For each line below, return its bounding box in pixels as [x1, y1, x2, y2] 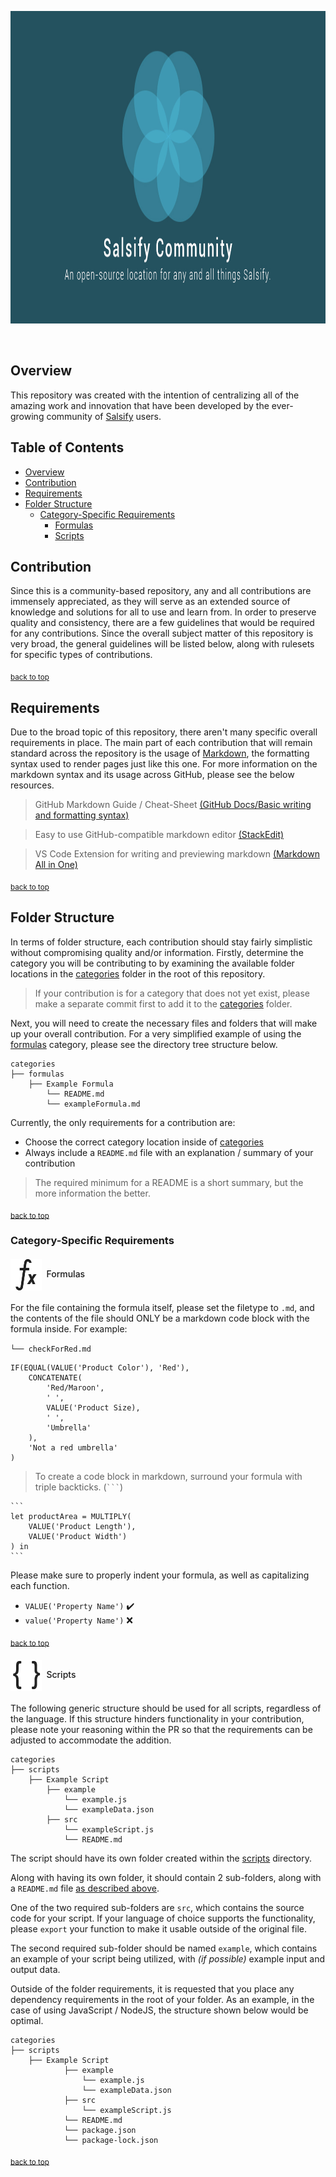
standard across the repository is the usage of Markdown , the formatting [10, 747, 310, 760]
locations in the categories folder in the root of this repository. [10, 967, 266, 980]
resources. [10, 779, 55, 791]
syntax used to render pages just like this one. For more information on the [10, 758, 318, 770]
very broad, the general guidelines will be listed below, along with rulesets [10, 638, 315, 650]
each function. [10, 1579, 70, 1591]
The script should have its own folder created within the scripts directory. [10, 1852, 312, 1864]
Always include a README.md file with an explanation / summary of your [24, 1146, 314, 1158]
